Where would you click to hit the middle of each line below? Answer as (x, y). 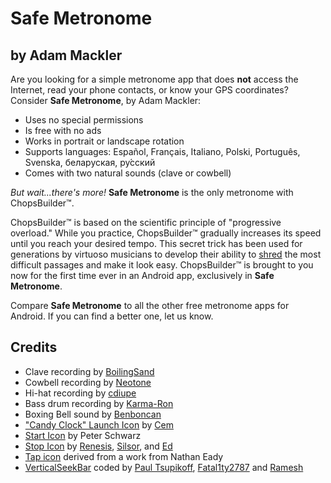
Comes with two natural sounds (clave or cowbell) (128, 173)
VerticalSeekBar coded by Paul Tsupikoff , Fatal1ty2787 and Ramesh (164, 467)
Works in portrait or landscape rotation (104, 141)
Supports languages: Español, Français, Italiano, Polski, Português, (162, 151)
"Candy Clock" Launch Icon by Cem (99, 424)
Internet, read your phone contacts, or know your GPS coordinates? (149, 90)
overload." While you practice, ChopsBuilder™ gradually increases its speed (166, 233)
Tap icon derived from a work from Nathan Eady (124, 456)
